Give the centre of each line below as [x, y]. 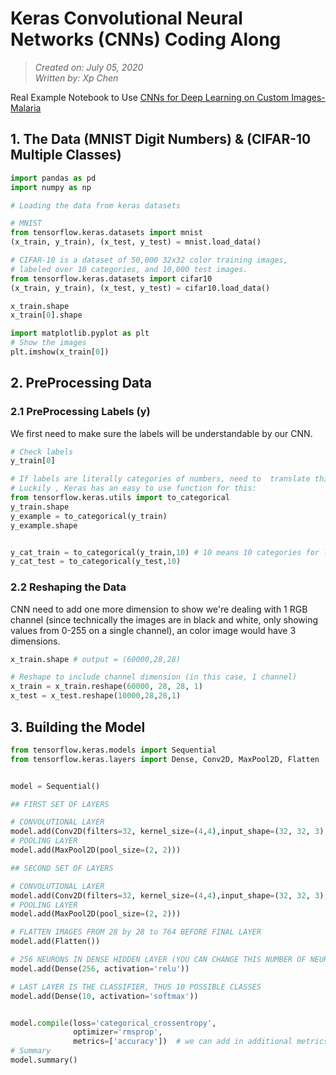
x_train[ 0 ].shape [46, 315]
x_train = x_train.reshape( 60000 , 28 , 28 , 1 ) [106, 687]
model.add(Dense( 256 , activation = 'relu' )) [100, 968]
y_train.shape [40, 507]
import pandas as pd [53, 178]
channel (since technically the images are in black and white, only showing [164, 619]
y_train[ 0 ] [33, 461]
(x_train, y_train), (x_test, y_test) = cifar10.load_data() [140, 288]
